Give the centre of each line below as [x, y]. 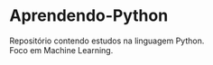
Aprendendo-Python [89, 16]
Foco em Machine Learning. [61, 50]
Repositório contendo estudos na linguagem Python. [107, 41]
